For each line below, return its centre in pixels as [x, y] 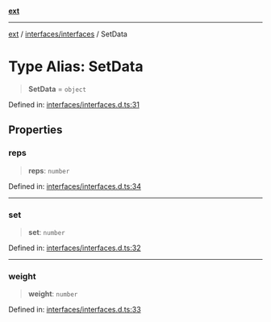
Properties [35, 130]
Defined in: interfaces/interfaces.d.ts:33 [75, 310]
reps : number [49, 170]
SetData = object [57, 89]
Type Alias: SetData [76, 67]
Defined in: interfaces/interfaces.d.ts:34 [75, 186]
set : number [47, 232]
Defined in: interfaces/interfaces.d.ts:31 [74, 104]
